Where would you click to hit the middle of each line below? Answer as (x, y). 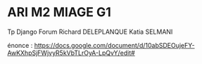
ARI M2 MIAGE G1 (59, 12)
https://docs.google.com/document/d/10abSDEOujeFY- (114, 45)
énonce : (20, 45)
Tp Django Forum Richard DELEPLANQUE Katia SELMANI (90, 32)
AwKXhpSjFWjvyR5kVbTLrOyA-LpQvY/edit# (71, 53)
